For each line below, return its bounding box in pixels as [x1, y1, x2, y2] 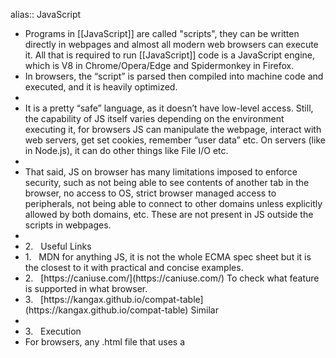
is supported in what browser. [24, 283, 148, 294]
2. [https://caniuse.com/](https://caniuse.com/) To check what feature [24, 272, 320, 284]
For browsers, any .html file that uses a [24, 336, 186, 348]
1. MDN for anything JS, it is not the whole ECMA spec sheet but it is [24, 251, 312, 263]
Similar [190, 304, 219, 316]
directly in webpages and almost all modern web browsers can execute [24, 39, 319, 50]
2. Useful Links [24, 240, 92, 252]
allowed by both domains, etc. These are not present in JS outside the [24, 209, 314, 220]
